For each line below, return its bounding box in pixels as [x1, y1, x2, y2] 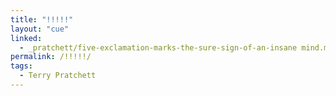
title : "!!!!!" [10, 14, 74, 25]
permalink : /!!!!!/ [10, 52, 92, 62]
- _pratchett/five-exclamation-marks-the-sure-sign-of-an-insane [19, 42, 298, 53]
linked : [10, 33, 43, 43]
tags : [10, 61, 33, 71]
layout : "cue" [10, 24, 70, 34]
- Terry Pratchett [19, 71, 97, 81]
